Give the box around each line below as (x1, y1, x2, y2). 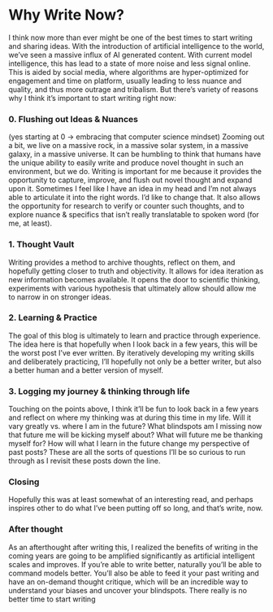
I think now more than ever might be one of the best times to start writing (8, 33, 253, 42)
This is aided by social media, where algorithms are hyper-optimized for (8, 67, 249, 76)
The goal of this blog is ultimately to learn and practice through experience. (8, 330, 261, 340)
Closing (8, 476, 40, 487)
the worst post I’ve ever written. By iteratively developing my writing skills (8, 348, 254, 357)
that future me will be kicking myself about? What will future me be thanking (8, 430, 263, 440)
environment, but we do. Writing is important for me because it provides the (8, 167, 262, 177)
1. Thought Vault (8, 238, 75, 250)
